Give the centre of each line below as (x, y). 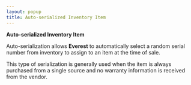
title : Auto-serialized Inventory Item (56, 17)
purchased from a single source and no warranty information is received (95, 70)
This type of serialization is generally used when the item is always (89, 64)
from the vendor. (27, 77)
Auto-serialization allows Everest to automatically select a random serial (95, 46)
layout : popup (24, 12)
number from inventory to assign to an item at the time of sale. (83, 52)
